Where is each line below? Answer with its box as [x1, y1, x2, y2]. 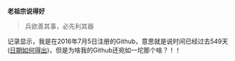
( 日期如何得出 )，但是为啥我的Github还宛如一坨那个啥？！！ [7, 46, 182, 54]
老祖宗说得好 [7, 7, 45, 15]
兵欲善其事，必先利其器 [24, 22, 94, 30]
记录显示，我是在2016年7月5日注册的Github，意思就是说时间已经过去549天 [7, 37, 229, 45]
